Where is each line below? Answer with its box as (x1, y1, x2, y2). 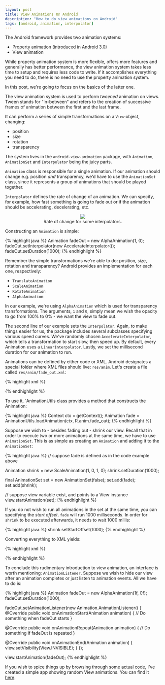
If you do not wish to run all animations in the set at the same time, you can (5, 507, 157, 513)
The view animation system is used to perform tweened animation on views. (5, 94, 160, 100)
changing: (5, 119, 26, 125)
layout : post (5, 7, 32, 12)
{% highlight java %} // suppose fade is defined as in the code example (5, 453, 150, 459)
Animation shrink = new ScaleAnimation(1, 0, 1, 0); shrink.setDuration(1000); (5, 468, 159, 474)
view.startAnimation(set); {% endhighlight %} (5, 497, 97, 503)
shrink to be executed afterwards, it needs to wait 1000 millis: (5, 517, 131, 523)
